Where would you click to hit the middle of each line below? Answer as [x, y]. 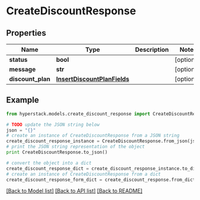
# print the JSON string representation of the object [76, 147]
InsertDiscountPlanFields [93, 79]
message [22, 69]
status [18, 60]
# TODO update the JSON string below [53, 124]
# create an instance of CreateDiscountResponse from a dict [84, 174]
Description [152, 50]
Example [23, 100]
